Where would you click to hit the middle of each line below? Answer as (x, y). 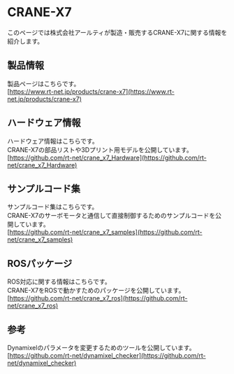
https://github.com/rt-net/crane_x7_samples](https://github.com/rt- (106, 233)
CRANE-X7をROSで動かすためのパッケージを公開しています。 (96, 291)
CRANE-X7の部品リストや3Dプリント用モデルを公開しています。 (100, 150)
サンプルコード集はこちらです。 (53, 207)
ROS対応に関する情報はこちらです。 (59, 282)
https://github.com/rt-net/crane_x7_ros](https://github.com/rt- (98, 298)
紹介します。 (25, 41)
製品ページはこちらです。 (44, 83)
